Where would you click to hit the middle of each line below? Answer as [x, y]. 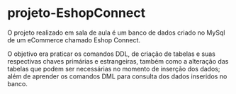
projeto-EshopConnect [77, 13]
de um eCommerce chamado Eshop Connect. [74, 40]
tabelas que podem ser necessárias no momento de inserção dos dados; [114, 69]
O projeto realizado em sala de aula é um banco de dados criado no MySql [116, 33]
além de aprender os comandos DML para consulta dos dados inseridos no [117, 76]
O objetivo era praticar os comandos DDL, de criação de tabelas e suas [112, 54]
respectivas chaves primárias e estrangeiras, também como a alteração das [118, 61]
